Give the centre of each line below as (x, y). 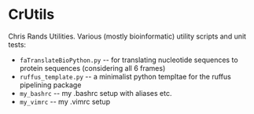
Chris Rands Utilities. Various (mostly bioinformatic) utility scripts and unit (127, 36)
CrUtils (31, 15)
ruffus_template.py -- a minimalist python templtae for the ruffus (125, 76)
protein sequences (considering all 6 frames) (92, 68)
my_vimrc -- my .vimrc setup (65, 101)
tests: (17, 44)
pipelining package (50, 85)
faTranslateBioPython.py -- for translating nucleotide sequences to (129, 60)
